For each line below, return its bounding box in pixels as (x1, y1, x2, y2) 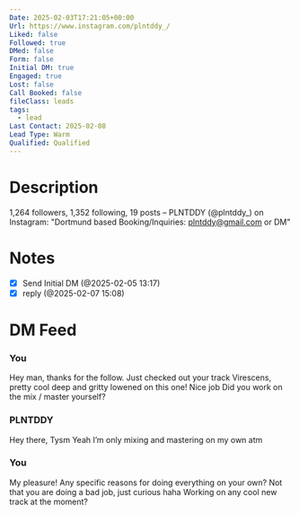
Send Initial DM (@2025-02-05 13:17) (22, 278, 161, 288)
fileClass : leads (9, 96, 75, 106)
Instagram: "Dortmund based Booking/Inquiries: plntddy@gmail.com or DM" (9, 217, 291, 227)
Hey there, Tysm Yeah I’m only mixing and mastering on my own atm (9, 434, 263, 445)
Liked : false (9, 30, 58, 39)
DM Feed (9, 320, 77, 340)
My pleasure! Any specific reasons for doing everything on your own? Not (9, 477, 283, 488)
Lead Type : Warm (9, 130, 70, 139)
